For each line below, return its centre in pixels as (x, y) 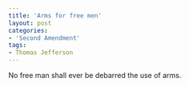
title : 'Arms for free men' (55, 16)
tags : (17, 45)
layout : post (30, 23)
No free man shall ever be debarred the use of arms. (95, 75)
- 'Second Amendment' (44, 38)
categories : (28, 30)
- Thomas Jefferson (41, 53)
